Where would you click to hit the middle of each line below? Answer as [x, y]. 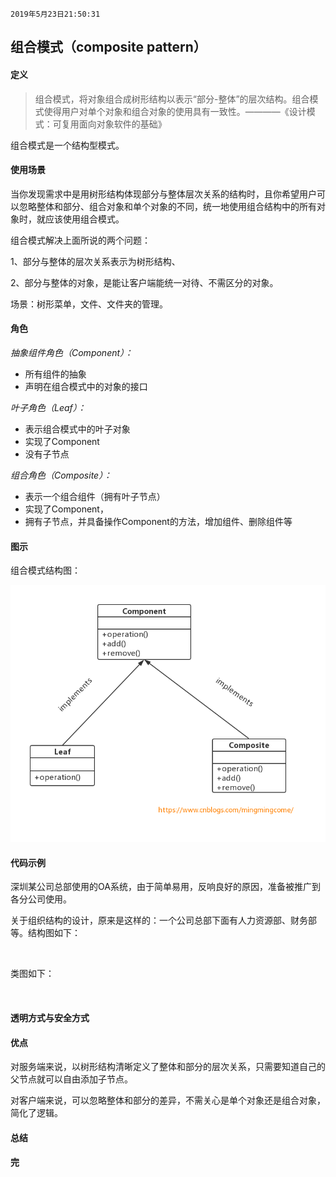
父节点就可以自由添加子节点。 [71, 1079]
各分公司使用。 [41, 899]
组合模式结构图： [45, 570]
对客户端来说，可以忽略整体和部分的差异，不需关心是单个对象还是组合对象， [168, 1100]
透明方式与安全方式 [50, 1017]
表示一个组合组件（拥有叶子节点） [95, 496]
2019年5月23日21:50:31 [55, 14]
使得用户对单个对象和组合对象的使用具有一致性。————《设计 [175, 111]
